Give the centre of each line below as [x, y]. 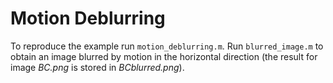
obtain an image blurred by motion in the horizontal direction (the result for [164, 56]
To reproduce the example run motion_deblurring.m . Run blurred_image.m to [167, 46]
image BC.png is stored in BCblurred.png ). [97, 67]
